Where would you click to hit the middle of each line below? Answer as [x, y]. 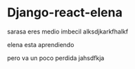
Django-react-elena [65, 13]
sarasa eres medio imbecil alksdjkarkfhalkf [68, 31]
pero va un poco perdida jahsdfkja [56, 58]
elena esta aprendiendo [41, 44]
